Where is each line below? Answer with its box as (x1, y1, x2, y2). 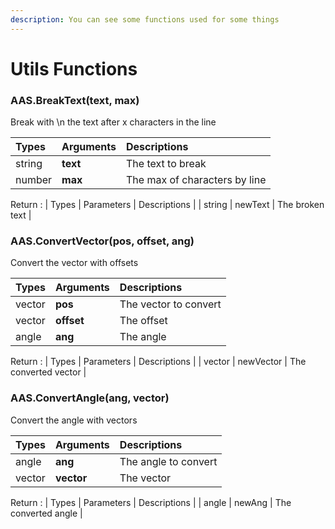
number (15, 173, 53, 187)
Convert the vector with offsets (10, 257, 139, 269)
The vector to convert (119, 297, 222, 311)
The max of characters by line (126, 173, 267, 187)
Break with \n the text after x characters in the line (10, 116, 217, 128)
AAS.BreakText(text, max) (10, 93, 140, 107)
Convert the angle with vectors (10, 414, 138, 426)
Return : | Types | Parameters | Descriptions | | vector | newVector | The (10, 356, 307, 368)
